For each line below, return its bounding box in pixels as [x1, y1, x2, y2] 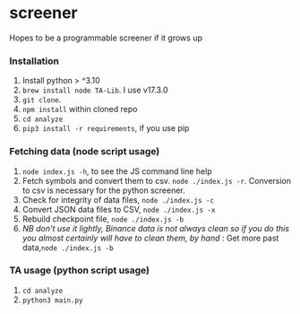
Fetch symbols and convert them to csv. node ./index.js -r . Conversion [21, 175, 292, 186]
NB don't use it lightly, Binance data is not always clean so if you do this [21, 222, 289, 233]
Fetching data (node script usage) [9, 145, 160, 158]
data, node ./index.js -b [21, 241, 114, 253]
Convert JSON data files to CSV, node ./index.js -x [21, 204, 216, 214]
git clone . [21, 94, 62, 105]
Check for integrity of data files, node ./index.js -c [21, 194, 215, 205]
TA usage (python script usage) [9, 264, 150, 276]
